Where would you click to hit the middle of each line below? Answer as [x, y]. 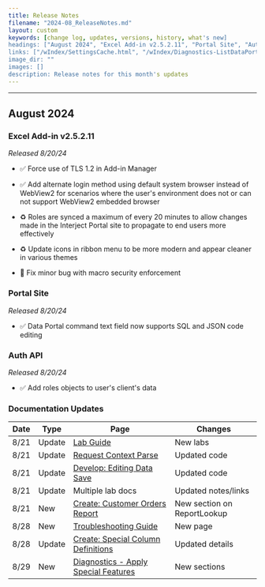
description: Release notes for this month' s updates [99, 74]
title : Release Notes [44, 15]
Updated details [204, 544]
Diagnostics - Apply [110, 562]
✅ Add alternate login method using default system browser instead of [134, 184]
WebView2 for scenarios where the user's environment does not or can [135, 194]
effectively [37, 234]
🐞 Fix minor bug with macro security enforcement [100, 273]
